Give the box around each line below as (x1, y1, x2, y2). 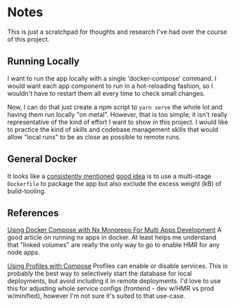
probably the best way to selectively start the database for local (7, 269, 192, 278)
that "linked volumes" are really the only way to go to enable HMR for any (7, 241, 220, 249)
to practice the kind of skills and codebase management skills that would (7, 125, 219, 134)
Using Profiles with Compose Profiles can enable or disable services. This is (7, 262, 228, 270)
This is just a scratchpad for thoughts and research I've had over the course (7, 27, 227, 36)
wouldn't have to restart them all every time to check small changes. (7, 89, 205, 97)
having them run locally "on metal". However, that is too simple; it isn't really (7, 110, 227, 118)
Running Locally (7, 56, 80, 68)
